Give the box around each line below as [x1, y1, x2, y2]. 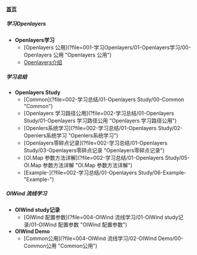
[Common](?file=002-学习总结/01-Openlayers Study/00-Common [23, 96, 185, 103]
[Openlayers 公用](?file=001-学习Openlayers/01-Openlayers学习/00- [23, 43, 191, 51]
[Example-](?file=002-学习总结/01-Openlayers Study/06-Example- [23, 169, 187, 176]
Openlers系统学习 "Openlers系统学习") [23, 131, 119, 139]
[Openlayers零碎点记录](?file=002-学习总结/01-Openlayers [23, 139, 168, 146]
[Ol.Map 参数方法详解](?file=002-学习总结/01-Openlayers [23, 154, 164, 161]
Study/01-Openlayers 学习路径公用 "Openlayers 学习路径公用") [23, 117, 177, 124]
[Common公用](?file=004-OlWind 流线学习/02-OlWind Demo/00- [23, 235, 184, 242]
